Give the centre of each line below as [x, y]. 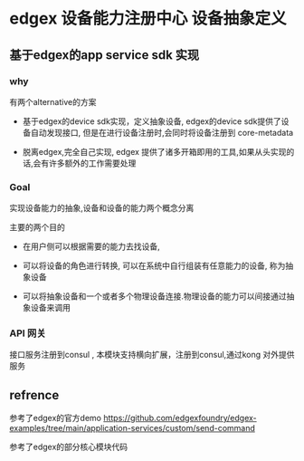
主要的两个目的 [37, 227]
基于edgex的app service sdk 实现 [104, 55]
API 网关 [28, 333]
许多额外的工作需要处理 [92, 163]
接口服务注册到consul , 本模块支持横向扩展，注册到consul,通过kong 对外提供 [152, 355]
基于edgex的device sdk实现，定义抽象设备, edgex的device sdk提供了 [152, 121]
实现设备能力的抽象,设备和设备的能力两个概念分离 [102, 208]
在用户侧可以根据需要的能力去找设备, [91, 246]
